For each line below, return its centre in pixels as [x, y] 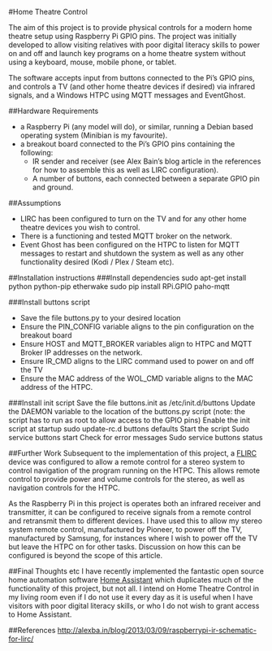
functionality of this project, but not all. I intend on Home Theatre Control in [134, 588]
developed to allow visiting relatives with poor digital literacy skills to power [134, 45]
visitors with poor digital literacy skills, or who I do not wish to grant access [134, 606]
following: [37, 153]
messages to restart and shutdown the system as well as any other [132, 253]
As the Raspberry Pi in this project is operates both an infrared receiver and [135, 503]
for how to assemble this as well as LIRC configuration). [125, 170]
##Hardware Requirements [54, 111]
